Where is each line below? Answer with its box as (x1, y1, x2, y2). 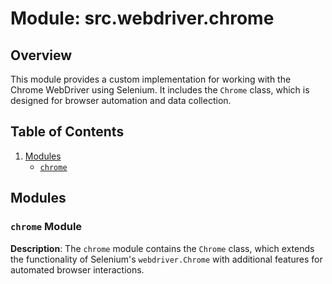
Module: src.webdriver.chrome (10, 7, 275, 30)
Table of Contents (10, 123, 125, 141)
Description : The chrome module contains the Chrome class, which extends (10, 242, 315, 254)
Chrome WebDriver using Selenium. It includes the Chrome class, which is (10, 84, 310, 96)
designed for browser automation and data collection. (10, 95, 232, 106)
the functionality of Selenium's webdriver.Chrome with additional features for (10, 253, 323, 265)
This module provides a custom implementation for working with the (10, 73, 292, 85)
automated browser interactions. (10, 263, 145, 276)
